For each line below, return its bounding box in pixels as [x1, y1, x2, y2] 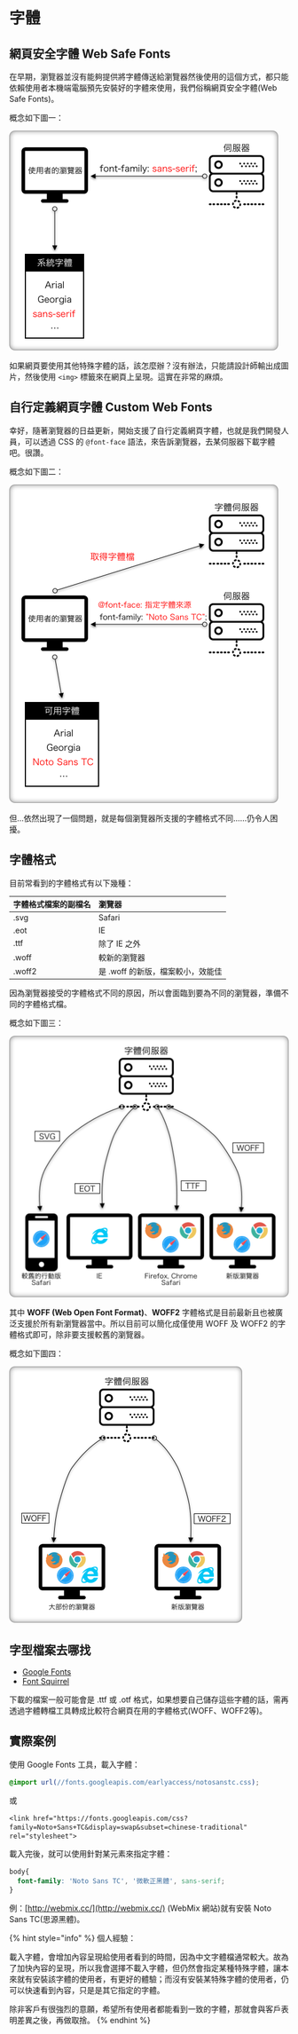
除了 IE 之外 [98, 938, 141, 949]
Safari [98, 912, 121, 923]
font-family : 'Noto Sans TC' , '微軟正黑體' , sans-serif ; [17, 1876, 225, 1886]
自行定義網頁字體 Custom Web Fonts [9, 400, 213, 415]
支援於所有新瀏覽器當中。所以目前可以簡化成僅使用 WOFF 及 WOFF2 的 [16, 1319, 278, 1329]
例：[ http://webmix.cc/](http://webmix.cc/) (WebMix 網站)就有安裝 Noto [9, 1903, 272, 1913]
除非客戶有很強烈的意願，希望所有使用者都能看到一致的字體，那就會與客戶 [9, 2004, 281, 2014]
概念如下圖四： [9, 1348, 64, 1359]
